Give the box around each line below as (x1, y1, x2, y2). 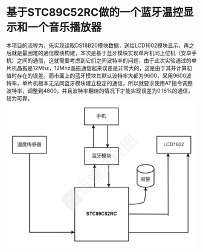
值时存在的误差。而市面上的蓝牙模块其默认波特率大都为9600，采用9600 (6, 72, 187, 79)
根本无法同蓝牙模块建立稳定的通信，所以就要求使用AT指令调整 (37, 79, 193, 86)
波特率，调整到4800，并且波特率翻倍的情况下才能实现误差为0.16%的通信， (6, 87, 193, 94)
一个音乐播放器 (27, 21, 102, 34)
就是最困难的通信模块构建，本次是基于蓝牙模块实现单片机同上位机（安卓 (11, 49, 192, 56)
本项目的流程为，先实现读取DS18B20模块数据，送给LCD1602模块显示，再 (6, 42, 189, 49)
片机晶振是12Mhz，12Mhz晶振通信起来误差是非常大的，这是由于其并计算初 (6, 64, 192, 71)
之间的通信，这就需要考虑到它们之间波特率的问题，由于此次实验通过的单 (16, 57, 197, 64)
